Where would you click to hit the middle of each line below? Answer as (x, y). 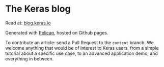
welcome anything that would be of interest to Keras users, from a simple (82, 48)
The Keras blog (38, 9)
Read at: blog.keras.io (28, 23)
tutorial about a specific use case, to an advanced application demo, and (81, 53)
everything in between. (30, 58)
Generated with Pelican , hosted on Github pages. (57, 32)
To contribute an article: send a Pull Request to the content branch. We (79, 42)
